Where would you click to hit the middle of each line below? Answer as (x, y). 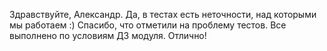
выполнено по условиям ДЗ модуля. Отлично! (108, 35)
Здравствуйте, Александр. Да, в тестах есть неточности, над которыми (163, 14)
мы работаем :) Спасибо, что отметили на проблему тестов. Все (148, 25)
